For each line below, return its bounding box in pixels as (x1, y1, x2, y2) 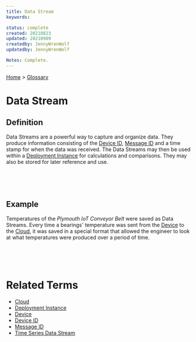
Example (6, 199, 39, 209)
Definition (6, 117, 43, 127)
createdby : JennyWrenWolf (6, 41, 69, 47)
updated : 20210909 (6, 36, 51, 42)
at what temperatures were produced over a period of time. (6, 234, 150, 241)
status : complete (6, 25, 49, 31)
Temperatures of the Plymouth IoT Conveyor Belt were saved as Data (6, 215, 174, 222)
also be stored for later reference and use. (6, 158, 109, 165)
